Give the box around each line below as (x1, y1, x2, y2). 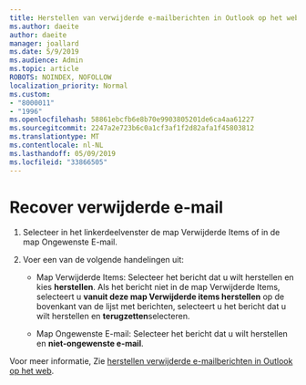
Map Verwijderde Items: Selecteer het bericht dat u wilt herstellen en (36, 272, 294, 283)
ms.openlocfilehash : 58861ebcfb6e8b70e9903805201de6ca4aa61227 (9, 115, 255, 124)
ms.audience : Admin (9, 56, 84, 65)
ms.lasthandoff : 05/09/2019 (9, 149, 117, 158)
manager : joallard (9, 38, 79, 48)
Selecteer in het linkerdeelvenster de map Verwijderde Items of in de (22, 227, 280, 238)
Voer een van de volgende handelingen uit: (22, 255, 185, 265)
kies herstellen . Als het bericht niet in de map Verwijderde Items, (36, 282, 280, 293)
